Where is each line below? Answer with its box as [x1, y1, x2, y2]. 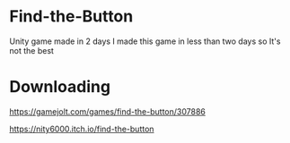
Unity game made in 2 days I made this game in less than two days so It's [9, 36, 281, 46]
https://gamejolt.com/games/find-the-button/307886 [9, 105, 207, 117]
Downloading [9, 77, 110, 97]
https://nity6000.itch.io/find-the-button [9, 123, 154, 134]
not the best [9, 45, 54, 55]
